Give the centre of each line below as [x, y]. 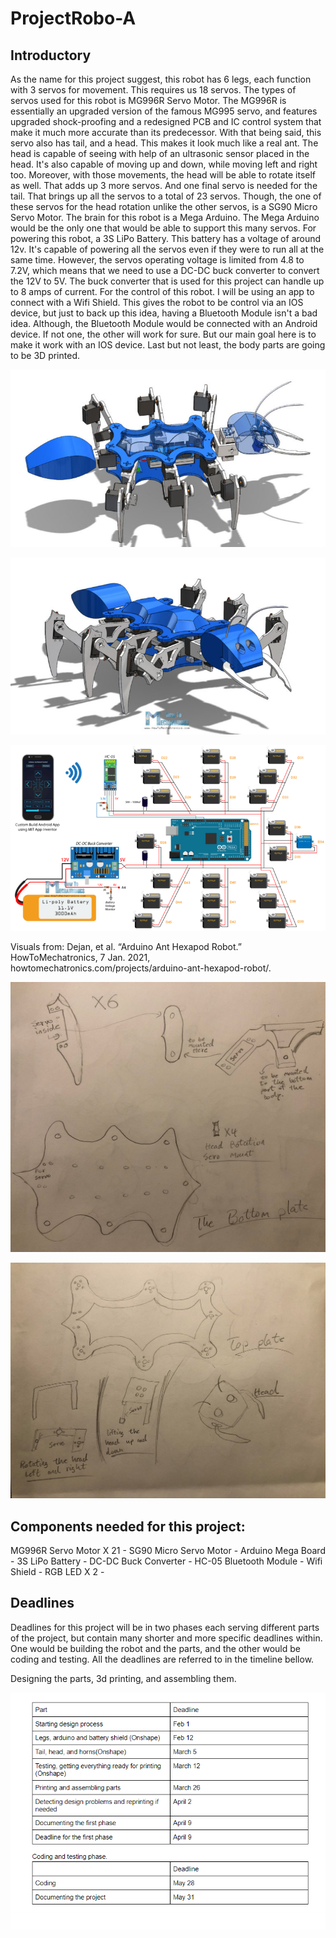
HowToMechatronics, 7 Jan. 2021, [80, 957]
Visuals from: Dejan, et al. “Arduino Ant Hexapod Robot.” [126, 946]
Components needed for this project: [128, 1526]
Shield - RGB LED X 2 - [57, 1572]
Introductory [51, 55]
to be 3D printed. [45, 355]
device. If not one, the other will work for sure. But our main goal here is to [163, 334]
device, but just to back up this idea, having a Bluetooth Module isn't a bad [164, 313]
